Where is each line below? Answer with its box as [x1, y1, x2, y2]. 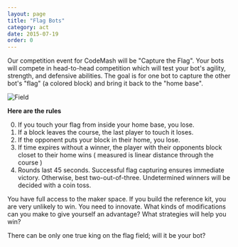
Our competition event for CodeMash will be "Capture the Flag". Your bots [7, 56, 225, 65]
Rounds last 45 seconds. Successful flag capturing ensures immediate [17, 166, 225, 174]
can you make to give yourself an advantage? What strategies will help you [7, 210, 227, 219]
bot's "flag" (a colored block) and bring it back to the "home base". [7, 79, 204, 88]
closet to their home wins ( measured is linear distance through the [17, 151, 215, 159]
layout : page [7, 10, 46, 18]
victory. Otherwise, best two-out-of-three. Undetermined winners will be [17, 174, 231, 182]
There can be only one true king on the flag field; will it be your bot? [7, 231, 206, 240]
